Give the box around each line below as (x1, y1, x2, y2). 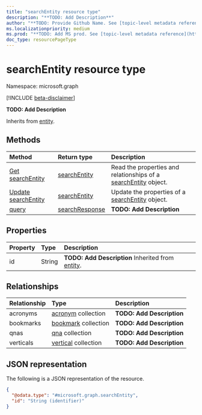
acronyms (9, 309, 38, 318)
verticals (9, 339, 34, 347)
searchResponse (58, 205, 105, 214)
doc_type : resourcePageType (6, 37, 77, 43)
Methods (6, 135, 41, 145)
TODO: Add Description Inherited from (64, 253, 174, 262)
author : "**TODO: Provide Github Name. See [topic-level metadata (6, 20, 176, 26)
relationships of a (111, 170, 161, 179)
